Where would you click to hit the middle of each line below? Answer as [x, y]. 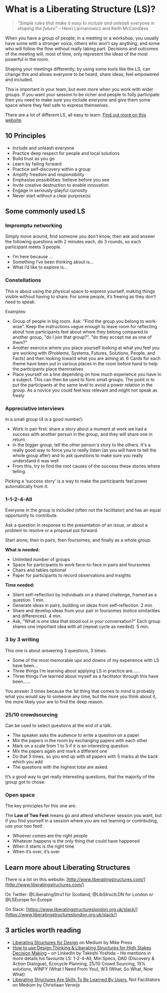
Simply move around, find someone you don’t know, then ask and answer [80, 236]
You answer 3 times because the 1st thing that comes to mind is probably [80, 691]
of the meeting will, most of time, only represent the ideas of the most [77, 54]
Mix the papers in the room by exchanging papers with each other [80, 740]
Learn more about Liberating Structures [68, 867]
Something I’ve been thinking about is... [53, 262]
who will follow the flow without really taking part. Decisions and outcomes [82, 48]
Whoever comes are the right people [50, 836]
